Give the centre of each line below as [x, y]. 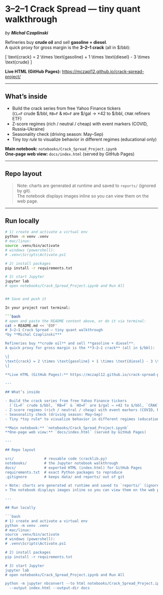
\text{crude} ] [19, 62]
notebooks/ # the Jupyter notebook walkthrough [62, 463]
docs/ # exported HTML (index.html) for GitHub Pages [73, 468]
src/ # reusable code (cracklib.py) [56, 459]
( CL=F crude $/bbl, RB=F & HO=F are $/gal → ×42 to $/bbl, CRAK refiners [81, 113]
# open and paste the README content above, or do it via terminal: [76, 321]
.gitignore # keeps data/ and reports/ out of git [65, 477]
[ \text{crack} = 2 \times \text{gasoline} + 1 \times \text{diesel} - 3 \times [78, 56]
